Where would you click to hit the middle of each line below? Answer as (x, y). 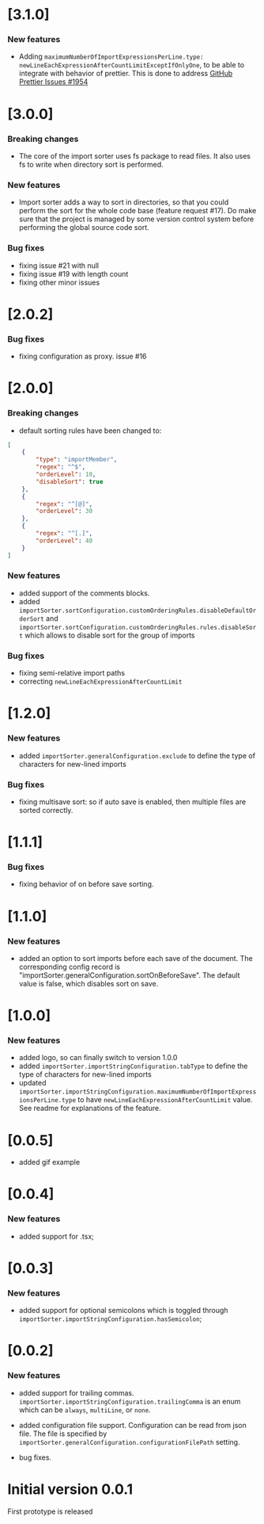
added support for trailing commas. (76, 1392)
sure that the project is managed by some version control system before (136, 219)
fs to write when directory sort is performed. (91, 164)
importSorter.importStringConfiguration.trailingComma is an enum (130, 1401)
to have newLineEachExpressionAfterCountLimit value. (165, 1100)
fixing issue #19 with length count (74, 274)
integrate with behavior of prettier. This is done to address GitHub (126, 74)
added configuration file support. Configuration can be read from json (132, 1425)
